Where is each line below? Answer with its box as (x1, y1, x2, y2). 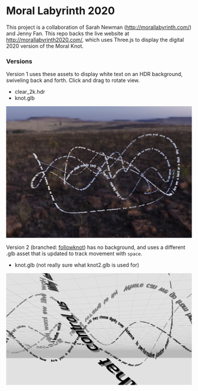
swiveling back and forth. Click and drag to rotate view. (6, 77, 140, 84)
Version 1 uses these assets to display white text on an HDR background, (6, 71, 183, 78)
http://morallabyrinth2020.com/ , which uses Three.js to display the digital (6, 36, 184, 43)
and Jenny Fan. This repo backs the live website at (6, 29, 130, 37)
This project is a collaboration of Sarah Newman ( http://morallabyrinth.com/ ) (6, 24, 192, 31)
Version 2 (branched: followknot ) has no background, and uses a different (6, 244, 186, 251)
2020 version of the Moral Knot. (6, 42, 84, 50)
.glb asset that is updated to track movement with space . (6, 250, 143, 257)
